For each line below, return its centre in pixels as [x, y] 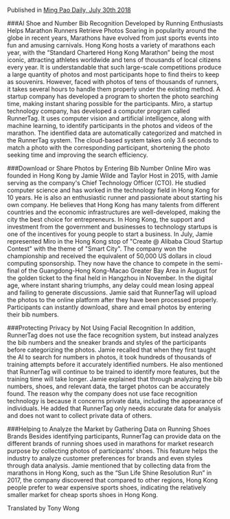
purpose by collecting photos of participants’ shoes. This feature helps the [113, 451]
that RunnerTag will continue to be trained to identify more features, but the [114, 372]
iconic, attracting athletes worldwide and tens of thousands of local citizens [114, 60]
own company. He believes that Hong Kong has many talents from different [113, 205]
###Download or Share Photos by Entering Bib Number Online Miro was [109, 168]
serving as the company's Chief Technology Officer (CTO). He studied [106, 183]
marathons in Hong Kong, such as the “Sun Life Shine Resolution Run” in [110, 473]
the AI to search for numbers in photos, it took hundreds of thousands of [110, 357]
